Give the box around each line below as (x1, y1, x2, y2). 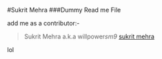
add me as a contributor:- (7, 19, 80, 27)
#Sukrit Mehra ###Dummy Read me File (7, 6, 121, 14)
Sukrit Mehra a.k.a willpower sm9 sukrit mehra (23, 32, 155, 40)
